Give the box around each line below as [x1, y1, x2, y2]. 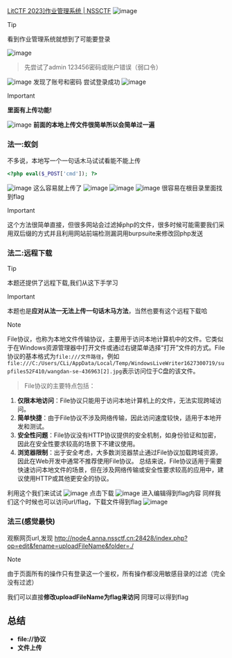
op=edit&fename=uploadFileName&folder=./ [7, 542, 134, 550]
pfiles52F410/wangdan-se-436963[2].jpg [7, 368, 123, 375]
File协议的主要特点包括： [24, 382, 96, 390]
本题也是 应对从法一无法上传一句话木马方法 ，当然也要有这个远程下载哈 [7, 307, 208, 315]
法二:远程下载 [7, 249, 53, 258]
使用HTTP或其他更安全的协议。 [23, 474, 113, 483]
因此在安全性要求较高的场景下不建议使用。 [17, 440, 139, 448]
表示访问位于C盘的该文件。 [121, 367, 199, 375]
